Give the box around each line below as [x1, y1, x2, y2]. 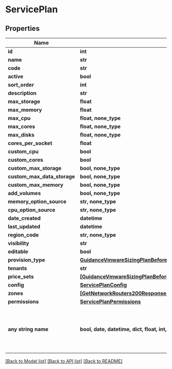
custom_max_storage [8, 165, 62, 171]
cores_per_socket [8, 140, 53, 147]
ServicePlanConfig [80, 281, 127, 288]
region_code [8, 231, 39, 238]
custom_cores [8, 157, 44, 163]
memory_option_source [8, 198, 67, 205]
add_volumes [8, 190, 41, 197]
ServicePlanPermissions [80, 298, 141, 305]
